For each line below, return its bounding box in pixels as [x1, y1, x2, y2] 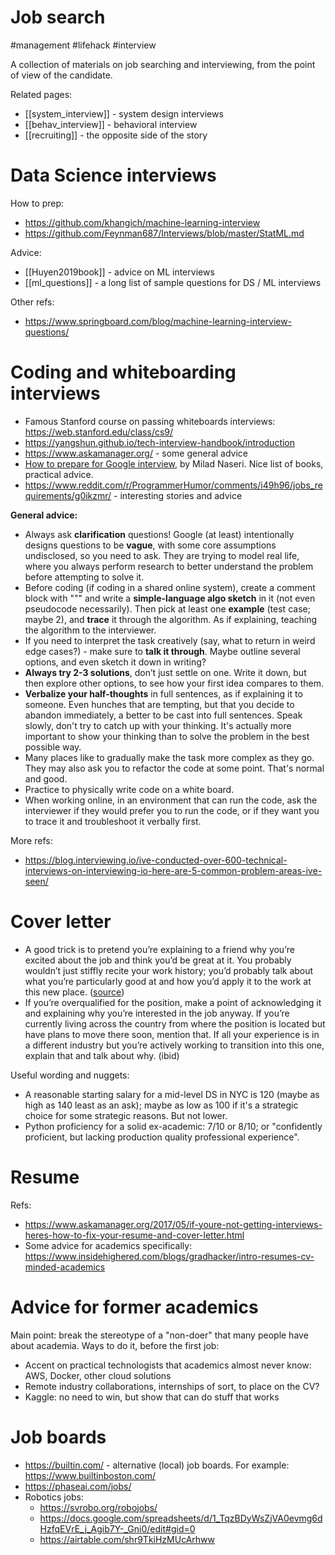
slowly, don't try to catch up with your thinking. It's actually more [24, 719, 292, 731]
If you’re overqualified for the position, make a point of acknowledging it [24, 996, 322, 1008]
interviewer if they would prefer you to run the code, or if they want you [24, 804, 320, 816]
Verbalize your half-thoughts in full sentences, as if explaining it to [24, 687, 303, 700]
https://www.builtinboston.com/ [24, 1469, 156, 1481]
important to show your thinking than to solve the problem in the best [24, 730, 310, 742]
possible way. [24, 741, 82, 753]
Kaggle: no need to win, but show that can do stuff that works [24, 1391, 280, 1403]
